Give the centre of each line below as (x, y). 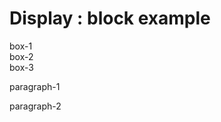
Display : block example (110, 18)
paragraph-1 (35, 86)
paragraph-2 (35, 106)
